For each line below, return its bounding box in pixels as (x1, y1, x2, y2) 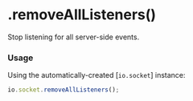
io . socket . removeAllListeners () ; (7, 86, 120, 94)
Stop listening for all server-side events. (7, 32, 140, 42)
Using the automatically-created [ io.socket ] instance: (7, 71, 186, 80)
